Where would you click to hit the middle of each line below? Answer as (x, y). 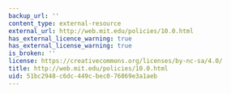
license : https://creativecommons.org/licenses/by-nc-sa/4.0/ (115, 61)
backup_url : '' (34, 16)
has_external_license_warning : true (70, 46)
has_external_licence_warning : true (70, 38)
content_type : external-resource (65, 23)
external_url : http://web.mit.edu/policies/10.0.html (101, 31)
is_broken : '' (32, 53)
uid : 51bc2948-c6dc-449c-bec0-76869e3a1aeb (83, 76)
